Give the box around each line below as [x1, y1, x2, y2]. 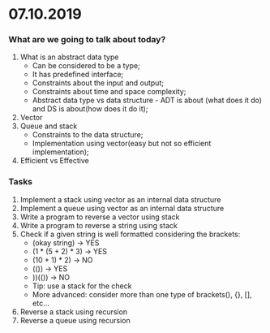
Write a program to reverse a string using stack [19, 220, 178, 230]
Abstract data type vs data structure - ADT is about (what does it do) [32, 95, 262, 106]
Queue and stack [19, 121, 78, 131]
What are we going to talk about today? [8, 34, 166, 45]
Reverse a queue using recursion [19, 315, 131, 325]
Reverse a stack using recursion [19, 306, 128, 317]
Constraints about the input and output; [32, 78, 165, 88]
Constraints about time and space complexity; [32, 87, 186, 97]
